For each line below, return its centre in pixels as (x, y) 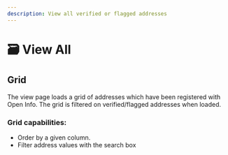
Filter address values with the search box (77, 145)
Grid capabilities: (37, 122)
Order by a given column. (54, 138)
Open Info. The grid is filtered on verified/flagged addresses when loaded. (114, 104)
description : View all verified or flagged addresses (87, 14)
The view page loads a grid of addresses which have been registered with (114, 97)
